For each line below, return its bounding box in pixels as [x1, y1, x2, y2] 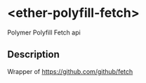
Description [7, 49, 60, 60]
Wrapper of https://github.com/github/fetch [7, 67, 133, 75]
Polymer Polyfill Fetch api [7, 28, 81, 37]
